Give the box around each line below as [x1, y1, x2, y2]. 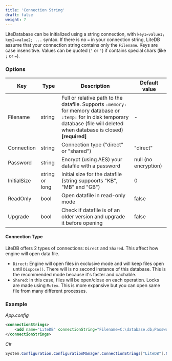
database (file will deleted [61, 120, 124, 127]
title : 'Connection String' [5, 7, 66, 13]
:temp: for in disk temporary [61, 113, 129, 121]
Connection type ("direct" [61, 141, 124, 148]
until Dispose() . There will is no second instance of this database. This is [12, 265, 166, 272]
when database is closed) [61, 126, 124, 134]
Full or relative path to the [61, 94, 123, 101]
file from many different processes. [12, 288, 87, 294]
